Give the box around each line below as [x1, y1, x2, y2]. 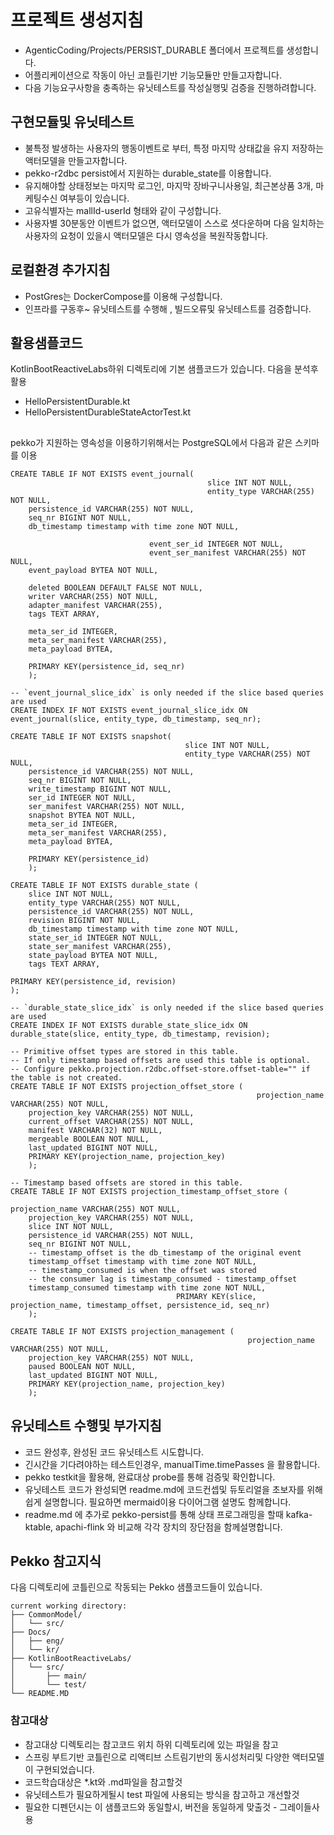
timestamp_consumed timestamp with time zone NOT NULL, [28, 1282, 267, 1293]
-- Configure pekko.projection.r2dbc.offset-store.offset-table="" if [10, 1064, 311, 1074]
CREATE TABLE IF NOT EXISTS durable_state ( [10, 880, 199, 890]
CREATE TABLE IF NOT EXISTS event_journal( [10, 469, 195, 479]
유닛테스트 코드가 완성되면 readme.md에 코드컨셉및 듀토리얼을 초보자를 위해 [24, 1483, 323, 1495]
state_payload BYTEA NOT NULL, [28, 950, 159, 960]
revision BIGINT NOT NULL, [28, 915, 141, 925]
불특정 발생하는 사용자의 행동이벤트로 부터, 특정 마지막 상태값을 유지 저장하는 [24, 142, 325, 154]
